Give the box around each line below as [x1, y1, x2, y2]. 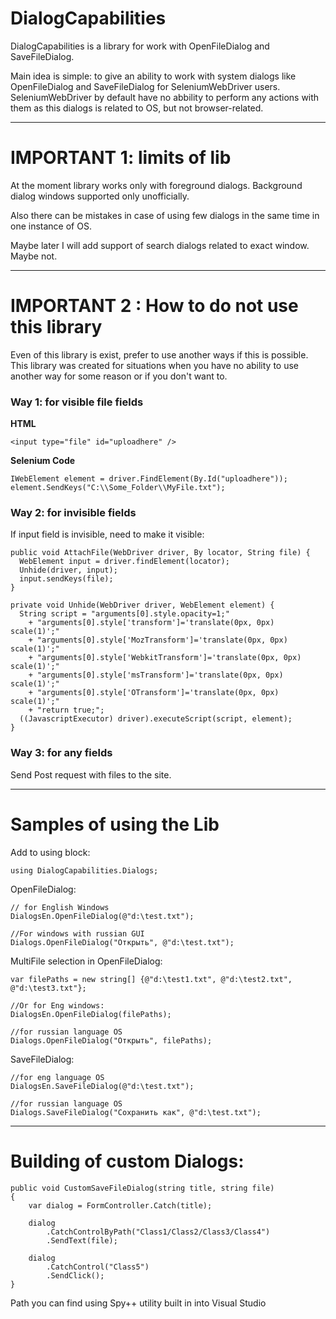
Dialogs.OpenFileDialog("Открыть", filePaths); [10, 1035, 213, 1046]
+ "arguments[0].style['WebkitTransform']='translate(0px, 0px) [28, 653, 302, 663]
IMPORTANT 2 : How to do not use [10, 295, 299, 317]
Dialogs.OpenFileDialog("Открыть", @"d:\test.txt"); [10, 937, 235, 947]
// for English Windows [10, 902, 110, 912]
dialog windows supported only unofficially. [10, 190, 190, 202]
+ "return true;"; [28, 705, 105, 716]
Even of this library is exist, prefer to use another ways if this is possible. [10, 348, 309, 361]
